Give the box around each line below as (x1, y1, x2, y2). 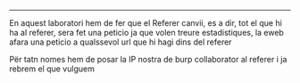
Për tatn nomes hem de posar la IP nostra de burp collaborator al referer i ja (9, 54, 287, 64)
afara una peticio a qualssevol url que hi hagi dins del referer (9, 37, 232, 47)
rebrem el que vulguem (9, 63, 96, 74)
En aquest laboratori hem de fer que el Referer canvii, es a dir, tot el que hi (9, 18, 283, 28)
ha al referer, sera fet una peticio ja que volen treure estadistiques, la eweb (9, 28, 284, 37)
